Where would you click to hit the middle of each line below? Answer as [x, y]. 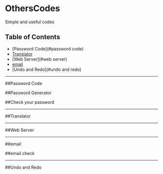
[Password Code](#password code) [48, 48]
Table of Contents [33, 37]
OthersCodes [33, 8]
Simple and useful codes [30, 22]
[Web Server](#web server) [40, 59]
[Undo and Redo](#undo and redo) [47, 69]
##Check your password [30, 102]
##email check [20, 153]
